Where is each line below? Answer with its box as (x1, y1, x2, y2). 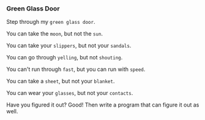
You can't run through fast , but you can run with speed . (6, 66, 146, 73)
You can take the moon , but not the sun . (6, 30, 103, 37)
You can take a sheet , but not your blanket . (6, 78, 115, 85)
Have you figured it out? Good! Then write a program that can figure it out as (6, 101, 199, 108)
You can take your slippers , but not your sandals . (6, 42, 132, 50)
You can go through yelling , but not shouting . (6, 54, 123, 61)
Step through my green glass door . (6, 18, 95, 26)
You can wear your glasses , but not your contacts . (6, 89, 133, 97)
